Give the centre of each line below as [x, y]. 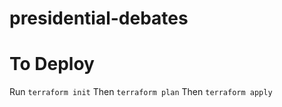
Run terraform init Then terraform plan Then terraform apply [141, 92]
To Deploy [52, 64]
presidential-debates [99, 18]
